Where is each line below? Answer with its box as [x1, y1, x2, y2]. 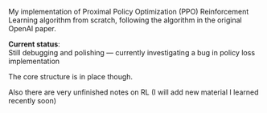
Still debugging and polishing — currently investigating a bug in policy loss [8, 48, 256, 57]
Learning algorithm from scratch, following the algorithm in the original [8, 15, 243, 25]
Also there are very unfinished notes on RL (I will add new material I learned [8, 87, 259, 97]
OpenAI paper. [8, 24, 56, 33]
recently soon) [8, 96, 57, 105]
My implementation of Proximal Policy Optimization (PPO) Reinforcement [8, 7, 249, 16]
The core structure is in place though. [8, 72, 133, 81]
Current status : [8, 39, 60, 49]
